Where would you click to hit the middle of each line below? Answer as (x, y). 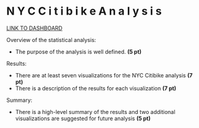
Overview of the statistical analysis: (51, 40)
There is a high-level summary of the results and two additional (95, 112)
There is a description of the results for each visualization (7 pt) (96, 88)
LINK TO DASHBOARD (34, 28)
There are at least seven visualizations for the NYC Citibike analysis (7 (104, 75)
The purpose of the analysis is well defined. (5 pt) (78, 52)
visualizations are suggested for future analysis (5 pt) (83, 118)
